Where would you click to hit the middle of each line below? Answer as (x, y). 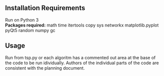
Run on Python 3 (22, 20)
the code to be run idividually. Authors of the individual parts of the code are (82, 63)
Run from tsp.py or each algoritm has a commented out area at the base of (80, 57)
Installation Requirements (45, 8)
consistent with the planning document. (45, 68)
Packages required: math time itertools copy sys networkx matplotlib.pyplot (82, 25)
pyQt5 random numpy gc (30, 30)
